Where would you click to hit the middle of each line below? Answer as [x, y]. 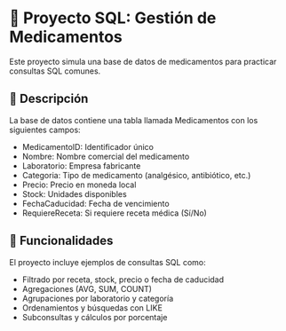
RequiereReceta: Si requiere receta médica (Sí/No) [114, 213]
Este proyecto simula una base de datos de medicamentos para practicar [143, 61]
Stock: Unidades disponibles [74, 193]
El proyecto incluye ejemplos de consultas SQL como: [107, 262]
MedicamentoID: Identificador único [87, 146]
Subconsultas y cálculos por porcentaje [95, 317]
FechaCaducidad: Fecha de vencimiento [96, 203]
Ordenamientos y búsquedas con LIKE [92, 307]
